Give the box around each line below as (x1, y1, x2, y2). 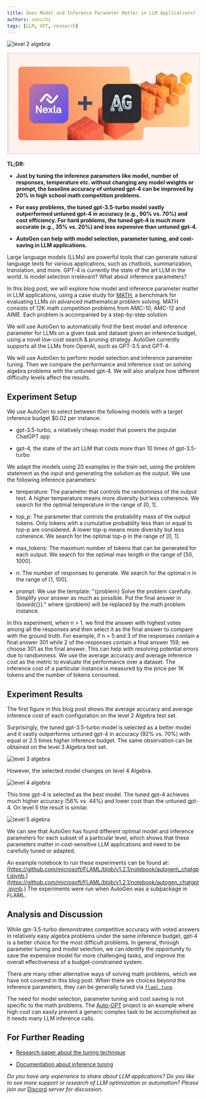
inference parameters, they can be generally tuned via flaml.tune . (7, 983, 174, 990)
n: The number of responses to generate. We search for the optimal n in (15, 569, 197, 576)
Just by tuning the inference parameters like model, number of (15, 172, 178, 180)
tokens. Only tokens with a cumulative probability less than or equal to (15, 519, 193, 527)
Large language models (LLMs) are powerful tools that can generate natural (7, 253, 197, 261)
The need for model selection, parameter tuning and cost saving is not (7, 995, 184, 1002)
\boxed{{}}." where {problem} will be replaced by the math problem (15, 601, 186, 608)
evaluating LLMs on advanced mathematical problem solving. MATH (7, 298, 179, 305)
